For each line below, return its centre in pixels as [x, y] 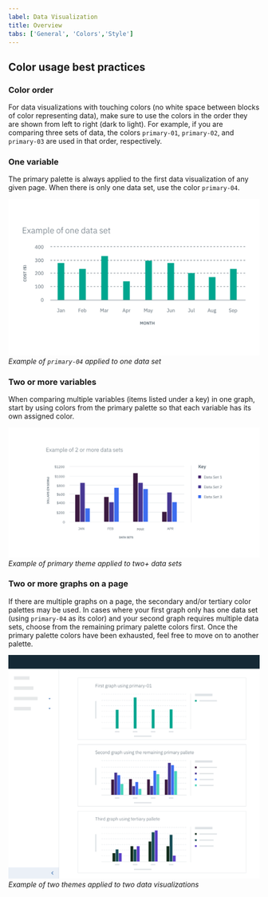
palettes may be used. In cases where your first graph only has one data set [133, 609]
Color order [31, 89]
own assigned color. [41, 416]
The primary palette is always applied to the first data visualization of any [128, 179]
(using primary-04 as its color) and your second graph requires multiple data [134, 618]
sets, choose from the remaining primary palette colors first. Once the [123, 626]
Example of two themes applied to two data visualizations [104, 885]
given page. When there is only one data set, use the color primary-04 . [124, 188]
